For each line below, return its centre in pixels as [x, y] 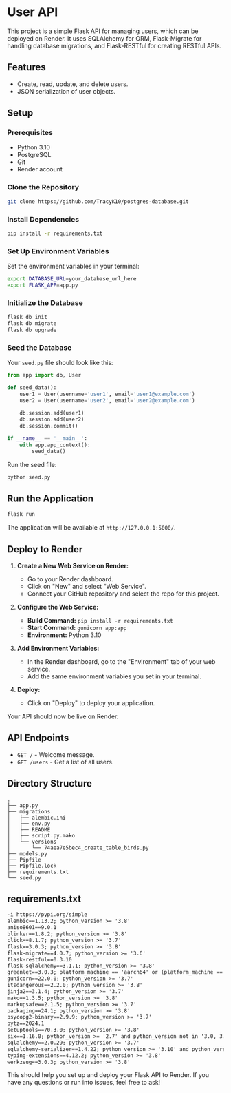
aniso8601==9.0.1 [32, 928]
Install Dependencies [43, 219]
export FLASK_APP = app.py [43, 285]
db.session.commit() [49, 426]
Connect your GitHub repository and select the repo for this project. [123, 594]
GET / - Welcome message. [56, 754]
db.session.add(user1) [52, 413]
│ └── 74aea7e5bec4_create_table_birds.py [78, 848]
